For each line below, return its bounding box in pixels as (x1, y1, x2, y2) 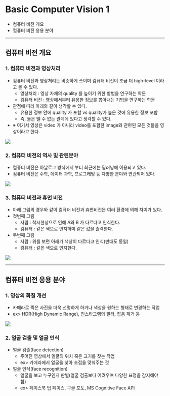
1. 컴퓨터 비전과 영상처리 (5, 65, 61, 72)
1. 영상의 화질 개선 (5, 292, 47, 299)
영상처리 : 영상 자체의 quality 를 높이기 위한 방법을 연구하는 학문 (20, 90, 146, 96)
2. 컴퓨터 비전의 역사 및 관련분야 (5, 151, 78, 159)
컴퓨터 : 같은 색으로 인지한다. (20, 245, 77, 251)
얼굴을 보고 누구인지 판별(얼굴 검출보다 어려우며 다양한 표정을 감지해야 (20, 372, 158, 378)
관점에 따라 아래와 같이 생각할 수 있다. (12, 103, 87, 109)
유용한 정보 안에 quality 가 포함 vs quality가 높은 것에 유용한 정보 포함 (20, 109, 158, 115)
